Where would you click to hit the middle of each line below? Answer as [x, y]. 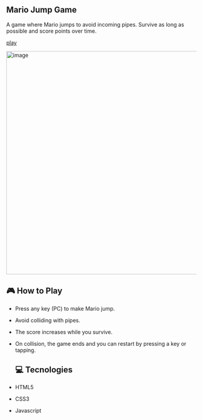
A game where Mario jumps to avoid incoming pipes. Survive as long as [95, 24]
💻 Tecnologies [44, 370]
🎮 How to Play [34, 291]
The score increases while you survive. [64, 332]
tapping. [25, 350]
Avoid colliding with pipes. [47, 320]
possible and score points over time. [51, 31]
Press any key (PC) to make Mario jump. [65, 308]
